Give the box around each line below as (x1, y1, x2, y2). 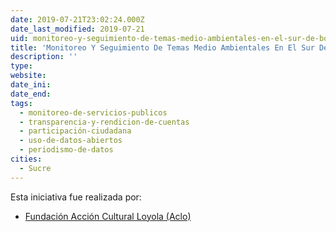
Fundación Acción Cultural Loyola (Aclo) (24, 210, 192, 222)
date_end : (10, 89, 52, 99)
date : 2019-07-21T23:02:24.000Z (10, 14, 145, 25)
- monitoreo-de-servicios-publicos (19, 107, 168, 118)
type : (10, 61, 33, 71)
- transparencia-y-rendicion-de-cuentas (19, 117, 190, 127)
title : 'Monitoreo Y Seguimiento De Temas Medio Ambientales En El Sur (10, 42, 315, 53)
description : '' (10, 52, 78, 62)
